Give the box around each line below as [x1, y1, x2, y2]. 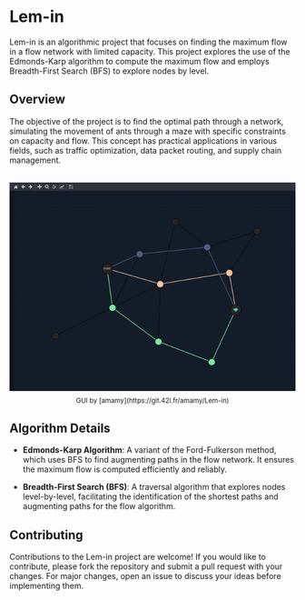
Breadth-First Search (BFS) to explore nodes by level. [9, 65, 210, 76]
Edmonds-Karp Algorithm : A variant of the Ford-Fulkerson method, [22, 445, 277, 455]
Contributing [9, 527, 84, 543]
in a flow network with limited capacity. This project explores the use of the [9, 45, 290, 56]
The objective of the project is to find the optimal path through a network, [9, 115, 284, 126]
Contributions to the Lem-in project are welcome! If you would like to [9, 552, 266, 563]
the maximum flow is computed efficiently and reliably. [22, 464, 227, 475]
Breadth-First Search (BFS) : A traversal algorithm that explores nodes [22, 482, 286, 493]
